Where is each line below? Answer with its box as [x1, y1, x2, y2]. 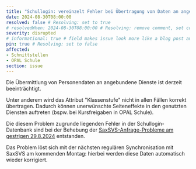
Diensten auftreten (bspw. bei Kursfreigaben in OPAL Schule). [6, 109, 154, 116]
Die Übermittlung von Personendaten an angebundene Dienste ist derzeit [6, 79, 182, 86]
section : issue [6, 63, 43, 69]
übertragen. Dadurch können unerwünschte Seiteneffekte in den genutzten [6, 103, 187, 110]
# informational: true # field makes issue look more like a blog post [6, 36, 184, 42]
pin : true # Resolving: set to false [6, 42, 98, 47]
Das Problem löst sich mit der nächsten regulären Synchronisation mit [6, 144, 174, 151]
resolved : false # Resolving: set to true [6, 19, 111, 25]
